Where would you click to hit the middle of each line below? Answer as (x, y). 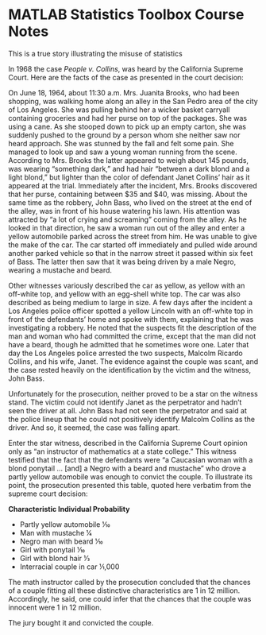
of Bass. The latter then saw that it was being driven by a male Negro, (122, 261)
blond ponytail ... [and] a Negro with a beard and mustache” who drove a (127, 468)
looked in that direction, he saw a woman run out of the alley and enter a (127, 227)
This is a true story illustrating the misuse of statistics (95, 53)
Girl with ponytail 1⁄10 (52, 549)
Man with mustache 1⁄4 (56, 532)
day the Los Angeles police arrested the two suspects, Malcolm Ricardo (126, 353)
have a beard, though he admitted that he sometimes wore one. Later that (129, 344)
